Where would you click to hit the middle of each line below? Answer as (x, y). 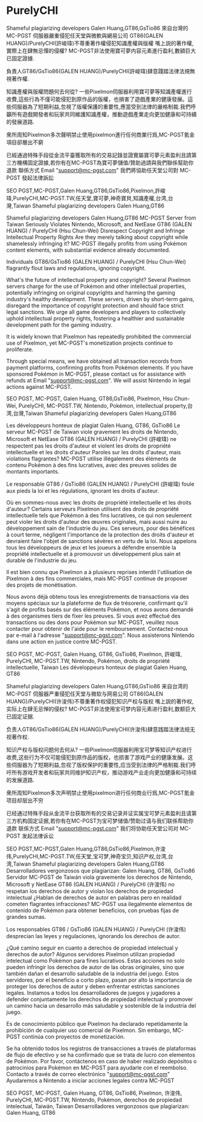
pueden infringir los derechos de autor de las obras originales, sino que (95, 967)
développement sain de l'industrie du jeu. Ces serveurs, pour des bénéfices (101, 528)
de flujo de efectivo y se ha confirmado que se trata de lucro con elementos (101, 1055)
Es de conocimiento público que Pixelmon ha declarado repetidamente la (97, 1023)
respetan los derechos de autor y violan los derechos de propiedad (90, 891)
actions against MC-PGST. (39, 387)
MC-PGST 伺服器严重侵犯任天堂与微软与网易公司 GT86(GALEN (85, 694)
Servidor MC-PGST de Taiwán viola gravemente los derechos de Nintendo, (100, 877)
